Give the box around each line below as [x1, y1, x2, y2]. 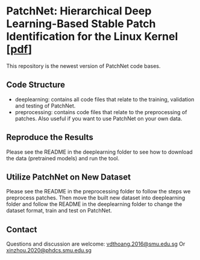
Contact [6, 224, 37, 235]
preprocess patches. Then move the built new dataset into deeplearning [6, 194, 186, 202]
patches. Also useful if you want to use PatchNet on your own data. [14, 115, 183, 122]
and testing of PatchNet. [14, 102, 76, 109]
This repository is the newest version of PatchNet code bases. [6, 62, 161, 70]
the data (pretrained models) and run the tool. [6, 154, 119, 162]
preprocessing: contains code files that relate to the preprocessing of [14, 108, 187, 115]
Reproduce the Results [6, 132, 93, 142]
